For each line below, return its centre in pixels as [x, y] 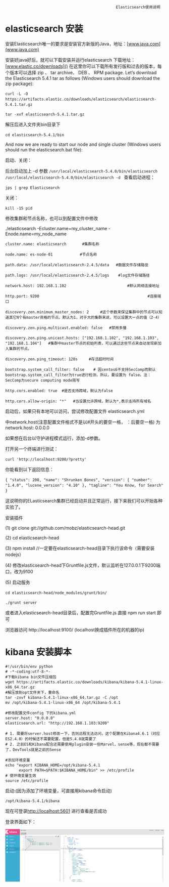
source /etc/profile [27, 781]
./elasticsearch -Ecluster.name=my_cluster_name [56, 228]
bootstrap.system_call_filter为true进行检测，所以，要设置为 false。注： [78, 375]
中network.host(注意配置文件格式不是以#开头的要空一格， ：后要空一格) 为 [83, 422]
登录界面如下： [21, 822]
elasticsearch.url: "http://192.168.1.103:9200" [57, 723]
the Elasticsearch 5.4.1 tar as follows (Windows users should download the [83, 78]
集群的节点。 [20, 349]
